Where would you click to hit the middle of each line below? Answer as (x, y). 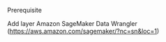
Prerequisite (24, 10)
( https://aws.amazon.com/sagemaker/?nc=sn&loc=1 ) (83, 31)
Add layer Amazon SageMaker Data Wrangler (73, 23)
